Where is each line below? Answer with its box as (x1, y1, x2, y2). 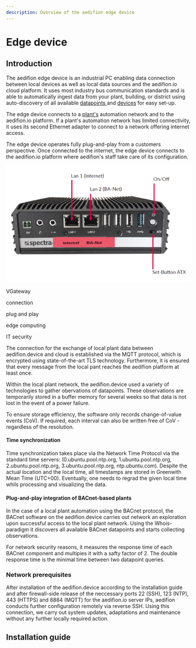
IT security (6, 333, 32, 340)
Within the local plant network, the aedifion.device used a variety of (6, 381, 170, 388)
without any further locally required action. (6, 615, 109, 622)
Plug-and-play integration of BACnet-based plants (6, 494, 132, 501)
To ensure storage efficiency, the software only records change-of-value (6, 410, 182, 418)
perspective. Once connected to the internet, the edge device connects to (6, 147, 185, 154)
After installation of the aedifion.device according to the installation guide (6, 584, 183, 591)
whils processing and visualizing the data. (6, 481, 107, 488)
